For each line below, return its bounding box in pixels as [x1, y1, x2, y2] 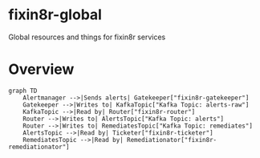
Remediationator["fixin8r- [127, 136, 217, 144]
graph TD [8, 87, 38, 95]
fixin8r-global [8, 6, 103, 24]
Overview [8, 60, 75, 79]
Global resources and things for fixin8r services [8, 32, 166, 42]
